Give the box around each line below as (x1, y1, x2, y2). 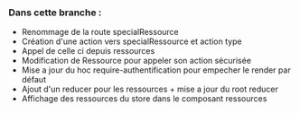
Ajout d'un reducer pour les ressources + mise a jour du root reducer (21, 83, 279, 95)
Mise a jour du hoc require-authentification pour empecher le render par (21, 65, 291, 75)
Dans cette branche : (8, 6, 102, 19)
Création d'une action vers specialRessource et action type (21, 36, 242, 47)
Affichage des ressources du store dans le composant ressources (21, 93, 267, 104)
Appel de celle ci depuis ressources (21, 46, 155, 56)
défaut (21, 74, 47, 85)
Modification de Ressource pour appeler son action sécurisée (21, 56, 252, 66)
